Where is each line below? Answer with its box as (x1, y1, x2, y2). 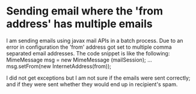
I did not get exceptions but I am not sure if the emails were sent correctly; (6, 74, 191, 81)
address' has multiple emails (6, 17, 153, 31)
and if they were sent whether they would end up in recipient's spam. (6, 80, 178, 88)
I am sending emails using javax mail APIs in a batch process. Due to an (6, 37, 183, 44)
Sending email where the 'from (6, 4, 164, 18)
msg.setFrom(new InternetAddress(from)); (6, 62, 111, 70)
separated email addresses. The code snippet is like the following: (6, 49, 170, 57)
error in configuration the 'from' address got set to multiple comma (6, 43, 173, 51)
